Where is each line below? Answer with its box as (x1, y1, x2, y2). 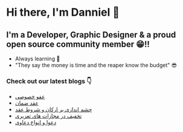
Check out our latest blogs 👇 (6, 77, 92, 85)
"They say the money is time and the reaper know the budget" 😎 (14, 62, 177, 68)
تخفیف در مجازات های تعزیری (14, 112, 82, 120)
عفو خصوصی (14, 93, 45, 101)
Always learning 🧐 (14, 55, 60, 62)
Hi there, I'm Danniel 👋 (6, 5, 120, 19)
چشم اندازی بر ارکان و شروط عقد (14, 106, 92, 113)
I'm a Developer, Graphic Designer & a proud (6, 30, 176, 40)
